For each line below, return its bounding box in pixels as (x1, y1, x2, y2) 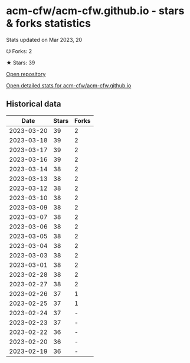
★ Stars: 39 (6, 59, 35, 66)
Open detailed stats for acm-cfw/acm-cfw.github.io (6, 81, 132, 89)
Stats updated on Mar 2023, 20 (6, 36, 83, 43)
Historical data (6, 99, 61, 109)
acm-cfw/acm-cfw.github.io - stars (6, 4, 185, 18)
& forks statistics (6, 17, 91, 30)
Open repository (6, 70, 46, 77)
